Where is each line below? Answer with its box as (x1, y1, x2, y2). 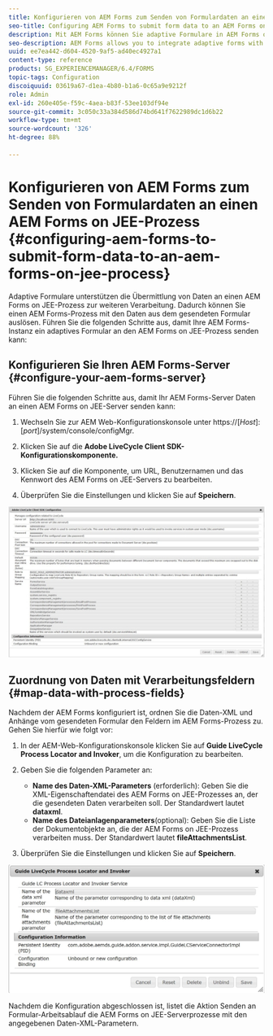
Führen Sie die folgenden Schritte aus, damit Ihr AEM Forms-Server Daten (8, 392, 256, 402)
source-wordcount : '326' (8, 125, 93, 133)
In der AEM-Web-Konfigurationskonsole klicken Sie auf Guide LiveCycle (19, 741, 263, 750)
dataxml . (32, 807, 63, 816)
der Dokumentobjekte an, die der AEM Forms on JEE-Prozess (32, 824, 239, 833)
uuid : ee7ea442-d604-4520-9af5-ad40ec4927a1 (8, 47, 162, 56)
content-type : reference (8, 56, 93, 64)
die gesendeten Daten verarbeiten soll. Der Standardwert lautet (32, 798, 245, 807)
